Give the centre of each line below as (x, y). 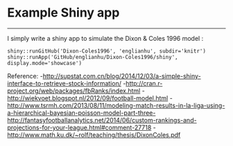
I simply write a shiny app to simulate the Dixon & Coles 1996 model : (105, 38)
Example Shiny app (63, 13)
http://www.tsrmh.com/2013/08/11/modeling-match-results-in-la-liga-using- (116, 105)
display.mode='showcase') (44, 63)
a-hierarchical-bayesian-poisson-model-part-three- (81, 113)
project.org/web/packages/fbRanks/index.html (74, 91)
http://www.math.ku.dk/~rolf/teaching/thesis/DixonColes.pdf (94, 135)
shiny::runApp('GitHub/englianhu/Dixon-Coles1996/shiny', (93, 57)
